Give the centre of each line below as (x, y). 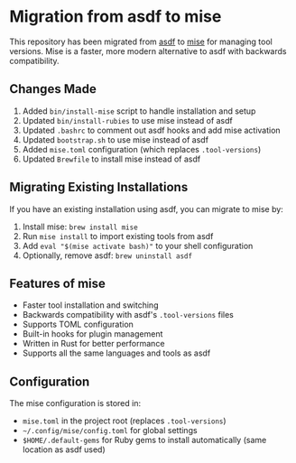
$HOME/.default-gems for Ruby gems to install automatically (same (144, 440)
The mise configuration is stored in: (75, 403)
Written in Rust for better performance (93, 344)
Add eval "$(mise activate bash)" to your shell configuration (138, 245)
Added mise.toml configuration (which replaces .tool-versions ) (142, 149)
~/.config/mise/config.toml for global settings (110, 431)
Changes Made (53, 89)
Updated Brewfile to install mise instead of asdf (111, 159)
